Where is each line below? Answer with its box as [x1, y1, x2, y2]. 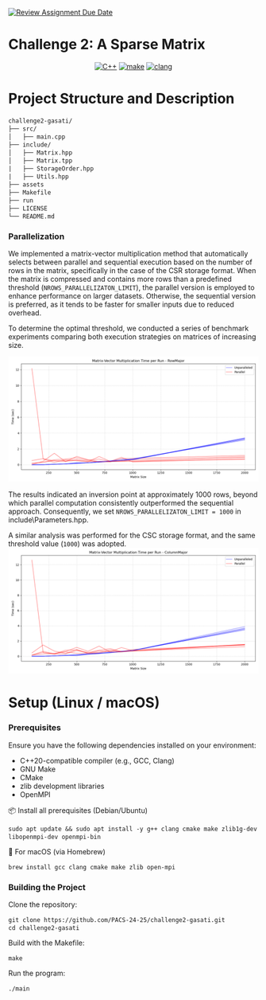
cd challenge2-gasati [8, 924, 80, 932]
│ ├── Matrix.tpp [8, 156, 73, 165]
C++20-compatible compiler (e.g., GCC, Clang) [19, 756, 175, 765]
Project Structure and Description [8, 90, 235, 107]
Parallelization [8, 231, 65, 242]
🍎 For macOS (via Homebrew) [8, 846, 106, 856]
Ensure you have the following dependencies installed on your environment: [8, 740, 256, 750]
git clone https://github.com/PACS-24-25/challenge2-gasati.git [8, 916, 226, 924]
